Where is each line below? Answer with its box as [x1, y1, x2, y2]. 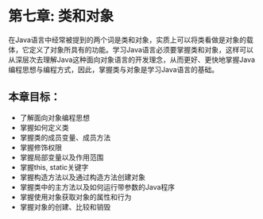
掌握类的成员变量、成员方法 [19, 133, 111, 142]
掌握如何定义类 [19, 122, 69, 132]
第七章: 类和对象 [8, 7, 114, 25]
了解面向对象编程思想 [19, 113, 90, 122]
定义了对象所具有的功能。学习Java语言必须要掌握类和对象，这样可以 [29, 44, 254, 54]
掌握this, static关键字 [19, 162, 89, 171]
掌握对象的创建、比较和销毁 [19, 202, 111, 211]
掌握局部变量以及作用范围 [19, 152, 104, 162]
